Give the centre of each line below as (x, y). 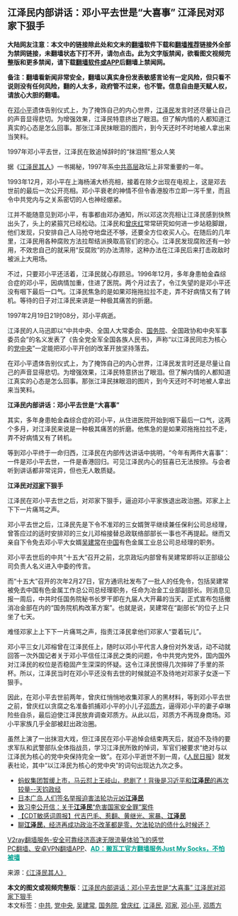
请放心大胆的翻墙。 (35, 95)
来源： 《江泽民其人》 (37, 872)
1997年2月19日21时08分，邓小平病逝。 (64, 315)
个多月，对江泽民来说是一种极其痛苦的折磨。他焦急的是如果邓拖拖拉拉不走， (119, 429)
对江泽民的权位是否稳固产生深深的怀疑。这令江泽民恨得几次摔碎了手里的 (113, 664)
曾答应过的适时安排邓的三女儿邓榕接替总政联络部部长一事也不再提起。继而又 (119, 533)
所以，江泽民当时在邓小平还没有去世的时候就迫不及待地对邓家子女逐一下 (125, 673)
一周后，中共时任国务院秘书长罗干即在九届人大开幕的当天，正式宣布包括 (119, 599)
